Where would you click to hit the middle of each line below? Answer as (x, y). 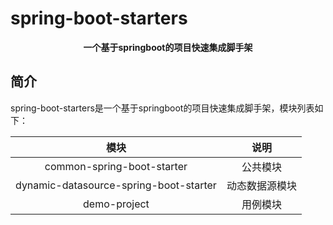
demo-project (116, 204)
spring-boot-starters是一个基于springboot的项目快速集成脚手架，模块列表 (162, 108)
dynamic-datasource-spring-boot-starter (116, 185)
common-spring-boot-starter (116, 166)
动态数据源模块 (261, 185)
